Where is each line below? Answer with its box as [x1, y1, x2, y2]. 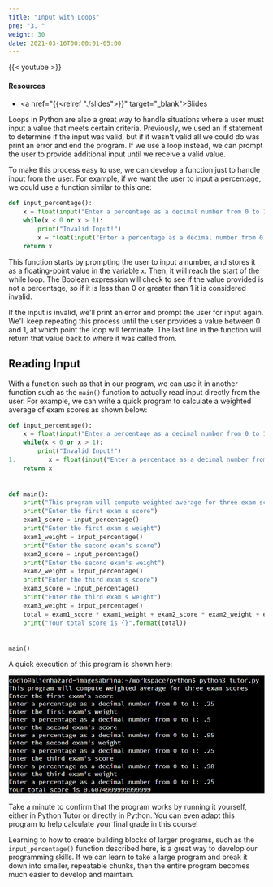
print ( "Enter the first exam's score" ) [23, 507, 158, 516]
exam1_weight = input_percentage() [23, 533, 144, 541]
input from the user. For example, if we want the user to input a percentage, [8, 173, 262, 183]
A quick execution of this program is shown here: [8, 660, 173, 670]
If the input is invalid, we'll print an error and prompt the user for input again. [8, 307, 264, 317]
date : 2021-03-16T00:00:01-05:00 [8, 39, 122, 47]
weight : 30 [8, 30, 45, 38]
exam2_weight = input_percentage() [23, 567, 144, 576]
